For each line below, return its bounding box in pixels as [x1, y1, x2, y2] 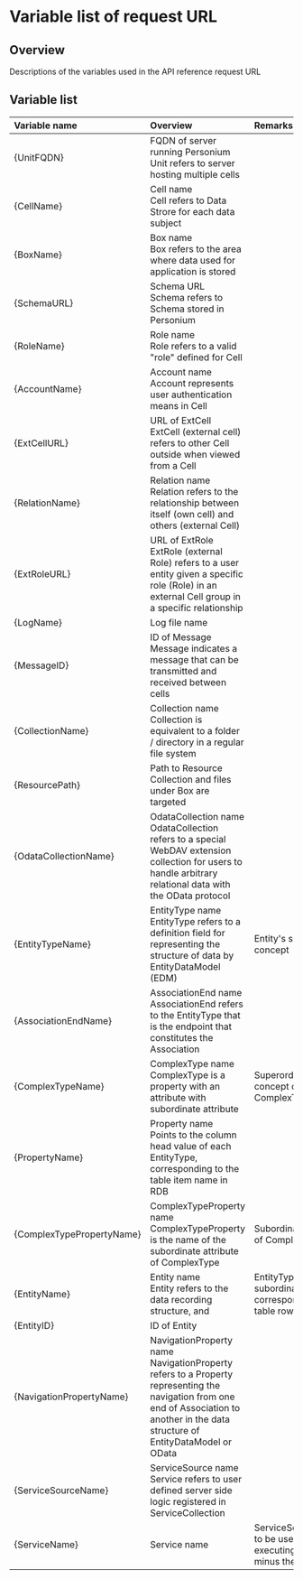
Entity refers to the [150, 1282, 229, 1295]
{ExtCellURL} [14, 436, 69, 449]
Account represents [150, 376, 234, 389]
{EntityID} [14, 1319, 55, 1332]
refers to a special [150, 832, 226, 845]
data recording [150, 1293, 213, 1305]
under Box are [150, 784, 210, 796]
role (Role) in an [150, 579, 218, 591]
